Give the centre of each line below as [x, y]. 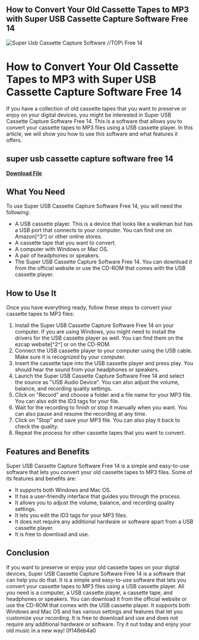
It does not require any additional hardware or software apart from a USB [104, 522]
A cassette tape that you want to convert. [65, 243]
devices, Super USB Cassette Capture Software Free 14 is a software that [96, 573]
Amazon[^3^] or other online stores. [59, 237]
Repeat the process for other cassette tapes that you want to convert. [100, 433]
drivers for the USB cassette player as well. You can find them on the [99, 338]
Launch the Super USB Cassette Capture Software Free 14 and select [99, 376]
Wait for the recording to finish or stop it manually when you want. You [101, 407]
